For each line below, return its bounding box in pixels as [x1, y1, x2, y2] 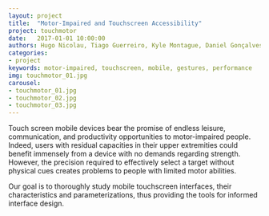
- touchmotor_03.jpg [8, 101, 78, 109]
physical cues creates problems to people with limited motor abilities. [8, 166, 237, 176]
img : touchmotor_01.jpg [8, 71, 88, 79]
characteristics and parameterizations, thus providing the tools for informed [8, 190, 258, 200]
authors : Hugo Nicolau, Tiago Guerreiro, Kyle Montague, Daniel [8, 42, 227, 50]
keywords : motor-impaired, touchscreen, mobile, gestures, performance [8, 64, 252, 72]
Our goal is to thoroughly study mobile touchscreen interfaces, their [8, 181, 232, 191]
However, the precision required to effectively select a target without [8, 157, 235, 167]
